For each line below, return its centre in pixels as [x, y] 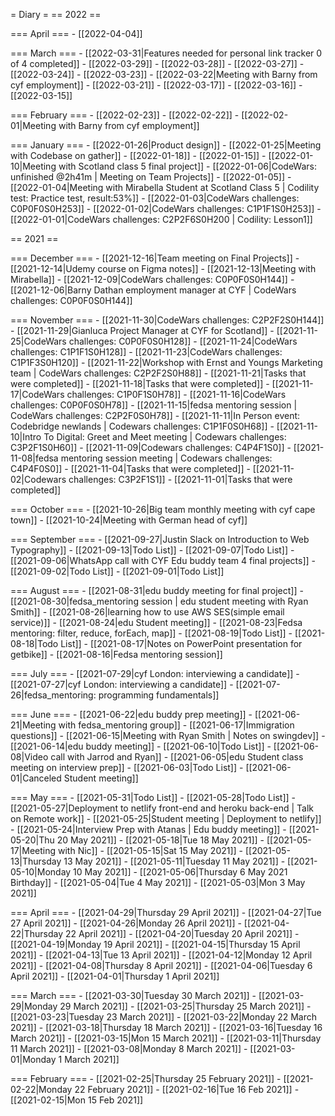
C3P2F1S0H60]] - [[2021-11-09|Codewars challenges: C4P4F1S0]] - [151, 447]
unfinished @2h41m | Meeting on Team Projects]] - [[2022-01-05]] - [151, 177]
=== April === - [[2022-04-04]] [76, 33]
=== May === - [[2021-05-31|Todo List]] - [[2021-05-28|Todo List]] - [153, 797]
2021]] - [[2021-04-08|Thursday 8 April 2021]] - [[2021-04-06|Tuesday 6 [161, 965]
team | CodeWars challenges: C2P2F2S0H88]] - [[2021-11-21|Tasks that [158, 373]
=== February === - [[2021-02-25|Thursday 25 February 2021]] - [146, 1078]
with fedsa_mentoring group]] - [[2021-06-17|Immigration [176, 725]
